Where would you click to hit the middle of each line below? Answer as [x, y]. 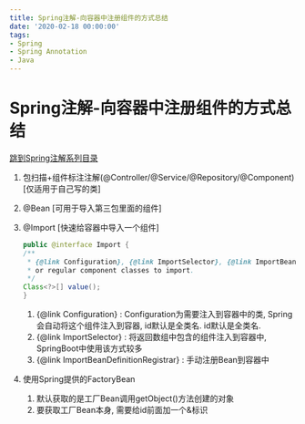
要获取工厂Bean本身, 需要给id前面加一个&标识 [122, 410]
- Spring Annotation [49, 52]
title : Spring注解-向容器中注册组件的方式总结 [89, 18]
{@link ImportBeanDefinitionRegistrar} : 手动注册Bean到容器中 [153, 360]
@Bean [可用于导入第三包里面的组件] [92, 208]
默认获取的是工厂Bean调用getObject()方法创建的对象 [135, 398]
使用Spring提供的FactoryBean [79, 379]
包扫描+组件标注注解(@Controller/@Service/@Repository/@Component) [158, 177]
